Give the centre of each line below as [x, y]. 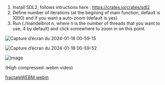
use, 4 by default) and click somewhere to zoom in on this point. [79, 29]
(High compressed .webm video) [39, 68]
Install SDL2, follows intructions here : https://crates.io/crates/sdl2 [81, 7]
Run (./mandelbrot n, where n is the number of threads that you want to [86, 23]
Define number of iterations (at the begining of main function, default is [86, 13]
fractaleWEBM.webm [27, 77]
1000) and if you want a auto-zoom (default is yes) [65, 18]
